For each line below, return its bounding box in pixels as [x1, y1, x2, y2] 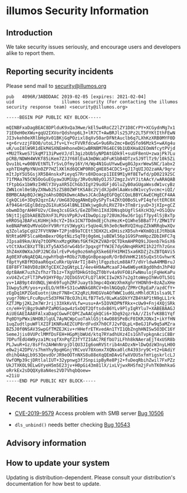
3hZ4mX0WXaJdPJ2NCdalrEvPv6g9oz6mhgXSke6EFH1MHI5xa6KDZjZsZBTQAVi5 [6, 249, 176, 254]
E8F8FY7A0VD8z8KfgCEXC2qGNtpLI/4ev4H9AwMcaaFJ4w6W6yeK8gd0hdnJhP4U [6, 264, 176, 270]
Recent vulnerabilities [6, 394, 88, 404]
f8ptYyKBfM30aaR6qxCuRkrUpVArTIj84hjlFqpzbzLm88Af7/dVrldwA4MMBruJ [6, 259, 176, 265]
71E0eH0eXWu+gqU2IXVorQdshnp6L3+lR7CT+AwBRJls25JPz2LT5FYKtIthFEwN [6, 130, 176, 136]
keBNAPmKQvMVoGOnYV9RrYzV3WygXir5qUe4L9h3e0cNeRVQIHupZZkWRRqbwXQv [6, 223, 176, 228]
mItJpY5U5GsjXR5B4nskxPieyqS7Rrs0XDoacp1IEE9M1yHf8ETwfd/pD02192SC [6, 171, 176, 177]
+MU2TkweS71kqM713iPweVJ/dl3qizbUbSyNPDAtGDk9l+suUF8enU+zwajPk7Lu [6, 151, 176, 156]
